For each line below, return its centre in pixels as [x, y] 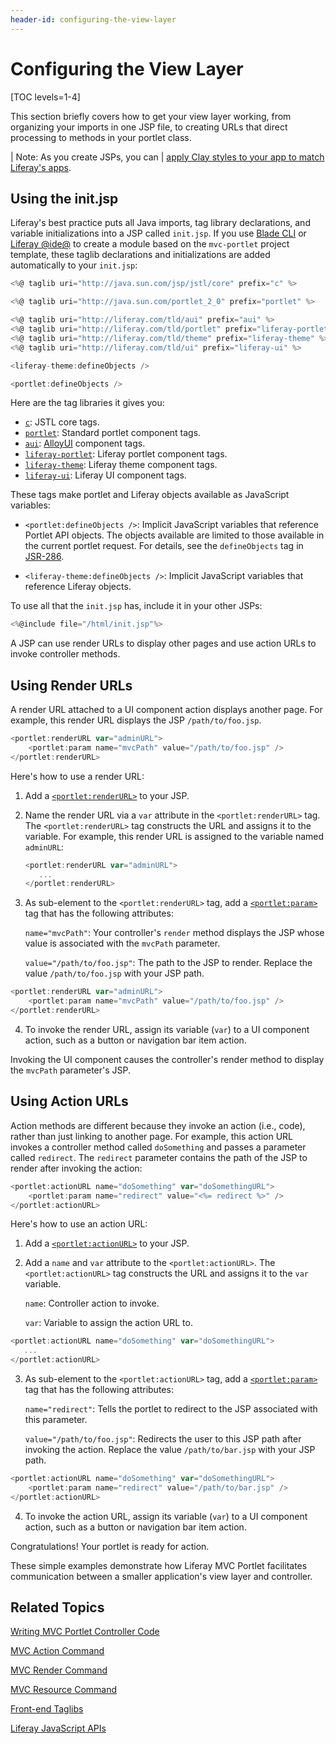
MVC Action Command [57, 1651]
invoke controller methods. [65, 654]
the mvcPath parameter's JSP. [71, 1070]
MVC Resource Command [64, 1690]
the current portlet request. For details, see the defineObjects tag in [164, 546]
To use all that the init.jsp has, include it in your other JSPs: [136, 606]
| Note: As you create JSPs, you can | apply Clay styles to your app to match [167, 157]
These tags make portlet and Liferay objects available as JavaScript [150, 495]
